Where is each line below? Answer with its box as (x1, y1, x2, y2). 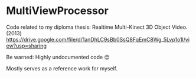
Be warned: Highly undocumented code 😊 (6, 53, 110, 60)
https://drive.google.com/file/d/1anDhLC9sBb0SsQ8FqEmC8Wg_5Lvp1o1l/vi (6, 36, 190, 43)
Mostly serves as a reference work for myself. (6, 65, 118, 72)
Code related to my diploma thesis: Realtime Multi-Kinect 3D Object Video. (6, 23, 188, 30)
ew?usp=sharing (6, 42, 47, 49)
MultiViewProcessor (6, 4, 109, 18)
